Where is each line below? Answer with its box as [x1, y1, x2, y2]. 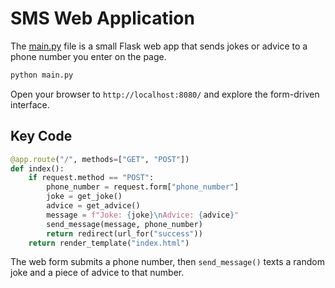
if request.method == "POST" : [28, 173, 155, 183]
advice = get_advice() [46, 201, 141, 211]
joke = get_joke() [46, 192, 123, 202]
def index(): [10, 163, 65, 174]
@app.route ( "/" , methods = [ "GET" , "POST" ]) [10, 154, 190, 164]
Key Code [10, 128, 73, 145]
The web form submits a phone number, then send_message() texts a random [10, 256, 325, 268]
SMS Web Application [10, 7, 195, 30]
